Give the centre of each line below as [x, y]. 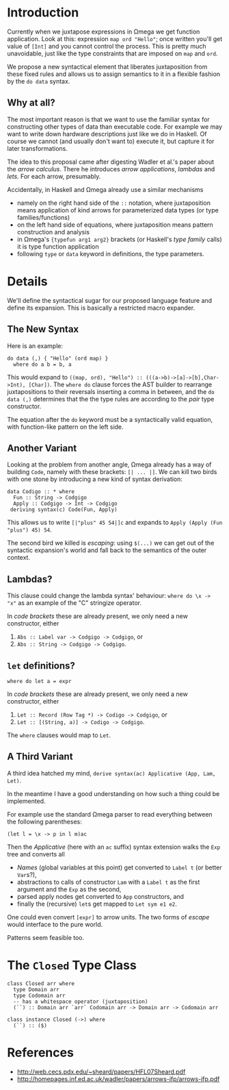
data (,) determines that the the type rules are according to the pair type [111, 399]
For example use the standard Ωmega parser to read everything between [110, 814]
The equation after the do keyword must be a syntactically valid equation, [110, 419]
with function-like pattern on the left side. [66, 427]
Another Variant [42, 448]
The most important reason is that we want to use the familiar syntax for [108, 119]
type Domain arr [36, 989]
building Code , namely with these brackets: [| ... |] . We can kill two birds [112, 472]
